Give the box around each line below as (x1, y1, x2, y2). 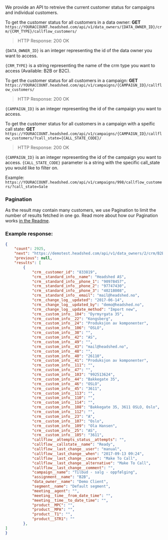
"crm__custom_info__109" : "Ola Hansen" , (31, 423, 117, 428)
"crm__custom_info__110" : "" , (31, 395, 95, 400)
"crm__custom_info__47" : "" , (31, 368, 93, 373)
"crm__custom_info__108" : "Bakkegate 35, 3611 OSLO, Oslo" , (31, 405, 160, 410)
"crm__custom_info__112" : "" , (31, 409, 95, 415)
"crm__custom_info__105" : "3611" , (31, 433, 104, 438)
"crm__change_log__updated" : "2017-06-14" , (31, 298, 124, 303)
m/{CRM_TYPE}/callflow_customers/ (5, 29, 77, 34)
